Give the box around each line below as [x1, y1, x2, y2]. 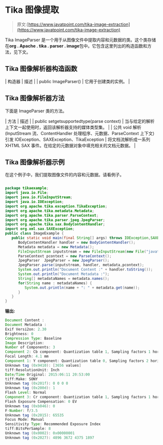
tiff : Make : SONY [5, 377, 38, 381]
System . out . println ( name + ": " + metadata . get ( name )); [24, 285, 140, 290]
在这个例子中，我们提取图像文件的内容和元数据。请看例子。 [5, 172, 124, 178]
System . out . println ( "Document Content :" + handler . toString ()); [17, 267, 153, 272]
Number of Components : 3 [5, 345, 55, 350]
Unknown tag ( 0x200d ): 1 [5, 386, 55, 391]
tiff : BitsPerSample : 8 [5, 426, 51, 431]
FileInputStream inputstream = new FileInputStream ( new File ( [17, 249, 147, 254]
